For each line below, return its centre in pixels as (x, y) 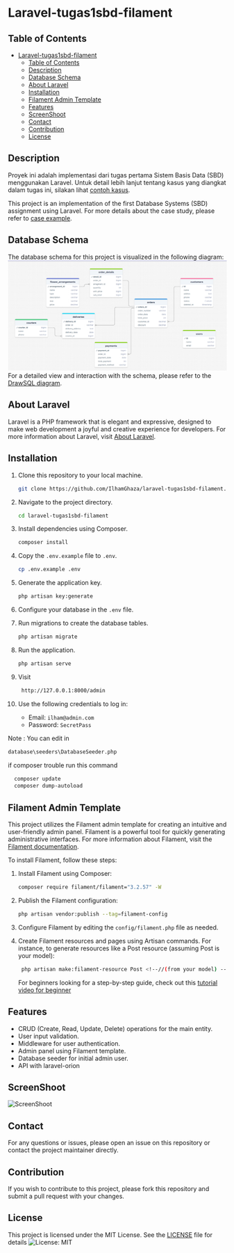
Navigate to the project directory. (65, 502)
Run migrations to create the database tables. (83, 623)
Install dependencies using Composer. (73, 529)
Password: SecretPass (60, 724)
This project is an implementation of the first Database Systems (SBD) (108, 203)
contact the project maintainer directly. (63, 1150)
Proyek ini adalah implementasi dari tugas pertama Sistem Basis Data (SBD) (116, 175)
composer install (43, 543)
